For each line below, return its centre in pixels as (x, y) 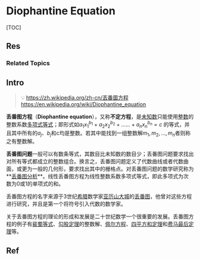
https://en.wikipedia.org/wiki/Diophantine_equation (83, 104)
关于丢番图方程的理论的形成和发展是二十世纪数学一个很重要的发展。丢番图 (97, 216)
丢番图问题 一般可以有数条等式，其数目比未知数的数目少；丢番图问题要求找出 (100, 154)
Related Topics (28, 63)
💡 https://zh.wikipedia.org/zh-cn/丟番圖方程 (75, 98)
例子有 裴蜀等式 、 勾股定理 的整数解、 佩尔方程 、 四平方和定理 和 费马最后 (102, 224)
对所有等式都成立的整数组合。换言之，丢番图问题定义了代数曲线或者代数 (95, 162)
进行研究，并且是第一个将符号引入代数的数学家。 (66, 204)
